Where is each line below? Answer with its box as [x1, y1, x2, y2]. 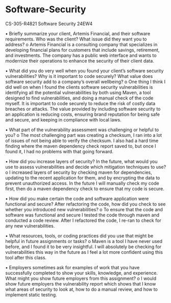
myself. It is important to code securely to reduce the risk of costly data [5, 100, 156, 106]
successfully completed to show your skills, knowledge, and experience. [5, 270, 158, 276]
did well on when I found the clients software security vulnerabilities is [5, 84, 153, 90]
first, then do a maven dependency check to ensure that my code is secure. [5, 186, 164, 192]
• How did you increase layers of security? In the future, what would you [5, 158, 158, 165]
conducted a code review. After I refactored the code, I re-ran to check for [5, 217, 162, 224]
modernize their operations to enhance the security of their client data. [5, 57, 154, 64]
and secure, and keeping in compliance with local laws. [5, 116, 121, 123]
